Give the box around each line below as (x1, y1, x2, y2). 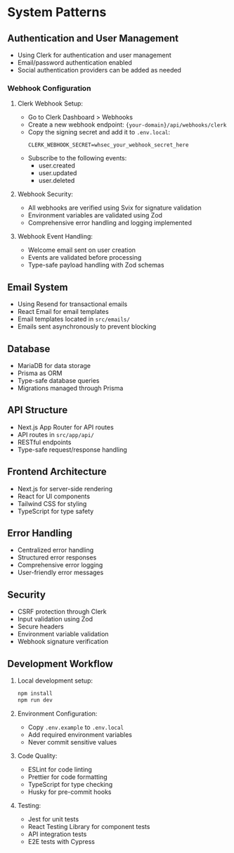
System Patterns (7, 4, 107, 20)
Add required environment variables (27, 730, 132, 739)
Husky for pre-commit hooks (27, 788, 112, 796)
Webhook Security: (17, 190, 74, 198)
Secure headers (17, 622, 65, 631)
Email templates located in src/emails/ (17, 315, 130, 324)
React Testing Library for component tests (27, 822, 150, 830)
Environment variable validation (17, 630, 109, 638)
